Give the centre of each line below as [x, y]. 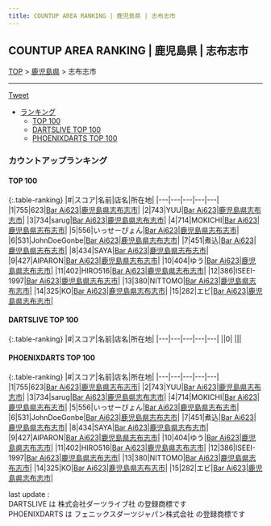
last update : [29, 494]
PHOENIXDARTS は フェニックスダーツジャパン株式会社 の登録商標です [127, 514]
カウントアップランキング [58, 161]
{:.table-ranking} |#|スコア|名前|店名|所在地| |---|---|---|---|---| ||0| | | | [125, 339]
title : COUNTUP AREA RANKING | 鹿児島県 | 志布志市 [92, 16]
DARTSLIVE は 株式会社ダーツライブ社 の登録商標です [98, 503]
